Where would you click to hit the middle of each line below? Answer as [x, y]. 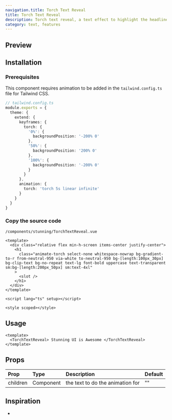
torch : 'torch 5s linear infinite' [62, 189]
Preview [19, 45]
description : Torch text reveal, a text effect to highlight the [76, 19]
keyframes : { [33, 122]
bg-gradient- [150, 254]
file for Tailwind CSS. [27, 94]
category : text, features [33, 24]
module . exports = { [26, 108]
